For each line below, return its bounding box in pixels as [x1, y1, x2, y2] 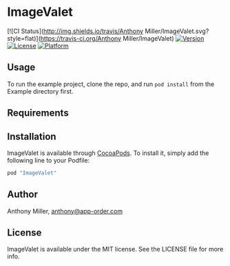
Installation [7, 130, 56, 142]
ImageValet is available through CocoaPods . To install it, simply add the [7, 149, 209, 157]
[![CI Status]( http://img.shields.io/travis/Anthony [7, 27, 143, 35]
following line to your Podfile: [7, 156, 90, 164]
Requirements [7, 108, 69, 119]
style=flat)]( [7, 34, 41, 42]
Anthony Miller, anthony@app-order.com [7, 207, 123, 215]
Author [7, 189, 38, 201]
